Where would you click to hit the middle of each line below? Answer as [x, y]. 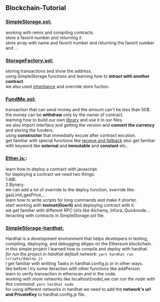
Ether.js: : [16, 158]
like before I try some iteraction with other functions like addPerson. [73, 268]
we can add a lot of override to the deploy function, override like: [70, 189]
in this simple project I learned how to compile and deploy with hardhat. [77, 249]
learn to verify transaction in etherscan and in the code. [61, 273]
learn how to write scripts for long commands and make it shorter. [71, 200]
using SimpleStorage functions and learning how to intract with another [78, 76]
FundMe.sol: [21, 99]
